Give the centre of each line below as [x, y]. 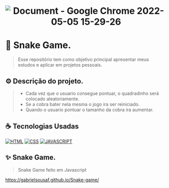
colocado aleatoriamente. [52, 99]
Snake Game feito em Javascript [52, 170]
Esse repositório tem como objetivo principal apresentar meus [83, 59]
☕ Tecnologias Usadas [42, 126]
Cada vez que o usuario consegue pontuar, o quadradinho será [92, 93]
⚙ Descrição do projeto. [44, 81]
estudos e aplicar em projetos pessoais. [60, 65]
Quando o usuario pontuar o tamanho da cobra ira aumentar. [89, 110]
